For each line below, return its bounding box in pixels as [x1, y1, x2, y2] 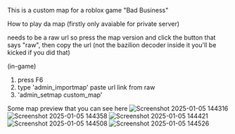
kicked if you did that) [7, 49, 70, 56]
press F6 [17, 75, 44, 84]
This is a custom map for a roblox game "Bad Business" [7, 6, 169, 14]
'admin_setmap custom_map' [17, 91, 103, 99]
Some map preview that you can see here [7, 104, 128, 112]
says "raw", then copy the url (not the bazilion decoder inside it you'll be [7, 41, 217, 49]
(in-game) [7, 62, 37, 70]
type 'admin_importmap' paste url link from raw [17, 83, 155, 91]
